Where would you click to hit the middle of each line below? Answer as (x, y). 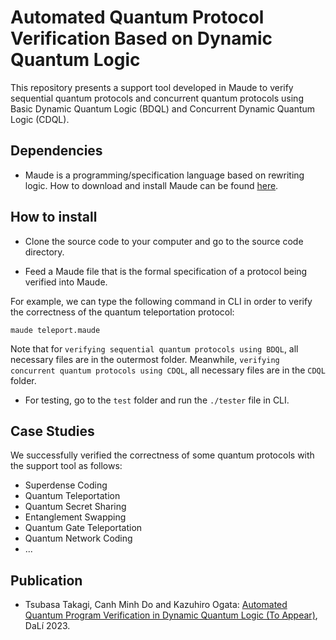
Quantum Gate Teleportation (83, 528)
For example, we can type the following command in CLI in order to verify (161, 301)
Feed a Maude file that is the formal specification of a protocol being (166, 271)
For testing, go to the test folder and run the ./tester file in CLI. (157, 400)
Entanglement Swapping (75, 517)
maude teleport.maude (55, 330)
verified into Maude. (66, 282)
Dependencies (56, 151)
